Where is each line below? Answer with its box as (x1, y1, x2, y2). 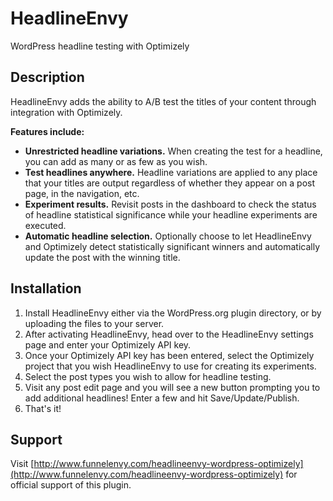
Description (10, 69, 85, 86)
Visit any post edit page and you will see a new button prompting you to (24, 381, 321, 393)
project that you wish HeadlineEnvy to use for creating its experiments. (24, 360, 317, 372)
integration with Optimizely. (10, 106, 123, 118)
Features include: (10, 125, 85, 137)
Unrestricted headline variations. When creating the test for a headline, (24, 145, 323, 157)
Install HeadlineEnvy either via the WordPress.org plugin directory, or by (24, 307, 322, 319)
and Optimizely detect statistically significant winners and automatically (24, 240, 320, 252)
